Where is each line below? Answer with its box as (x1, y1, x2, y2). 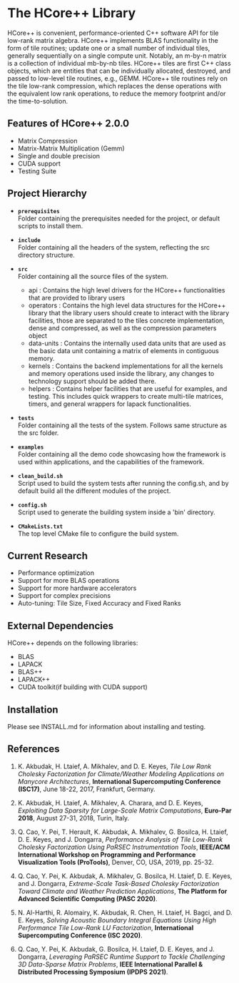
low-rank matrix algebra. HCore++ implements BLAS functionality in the (7, 36, 219, 44)
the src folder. (17, 428, 59, 437)
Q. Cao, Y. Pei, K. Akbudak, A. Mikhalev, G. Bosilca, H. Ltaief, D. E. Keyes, (17, 872, 233, 880)
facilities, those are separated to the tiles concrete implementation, (28, 316, 225, 325)
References (7, 743, 60, 755)
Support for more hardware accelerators (17, 584, 137, 593)
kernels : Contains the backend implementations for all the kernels (28, 362, 223, 370)
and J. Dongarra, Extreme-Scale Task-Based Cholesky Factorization (17, 879, 220, 887)
